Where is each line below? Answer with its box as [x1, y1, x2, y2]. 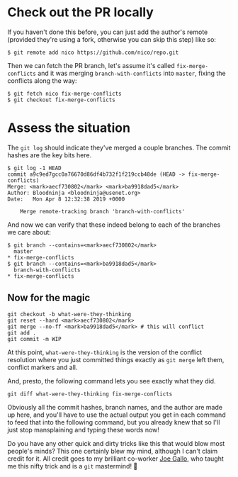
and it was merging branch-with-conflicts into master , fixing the [38, 69, 226, 77]
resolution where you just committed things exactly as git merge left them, [7, 355, 225, 364]
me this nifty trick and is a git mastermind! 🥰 [7, 461, 138, 470]
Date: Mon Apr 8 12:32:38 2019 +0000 [7, 196, 125, 203]
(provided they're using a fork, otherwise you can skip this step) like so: [7, 35, 216, 43]
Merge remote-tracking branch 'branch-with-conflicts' [20, 208, 186, 215]
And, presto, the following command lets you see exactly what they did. [7, 376, 216, 385]
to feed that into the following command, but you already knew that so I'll [7, 417, 220, 426]
